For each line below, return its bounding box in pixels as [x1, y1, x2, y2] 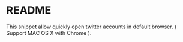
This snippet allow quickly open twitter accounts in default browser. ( [6, 23, 177, 30]
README [6, 4, 52, 17]
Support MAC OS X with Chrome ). [6, 29, 92, 36]
